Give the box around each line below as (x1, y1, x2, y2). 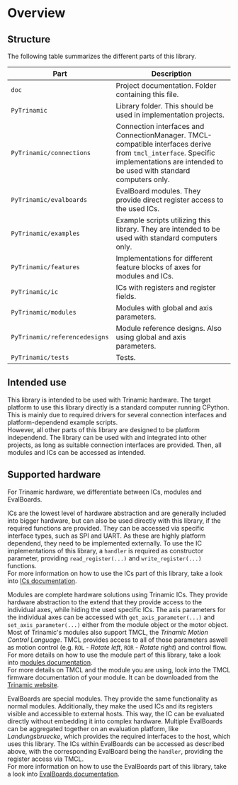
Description (151, 69, 192, 79)
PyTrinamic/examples (11, 230, 80, 237)
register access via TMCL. (7, 755, 84, 763)
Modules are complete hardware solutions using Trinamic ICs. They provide (7, 590, 228, 599)
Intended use (7, 377, 67, 389)
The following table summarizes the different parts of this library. (7, 52, 197, 60)
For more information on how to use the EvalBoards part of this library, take (7, 762, 227, 770)
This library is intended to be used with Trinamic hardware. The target (7, 395, 211, 404)
